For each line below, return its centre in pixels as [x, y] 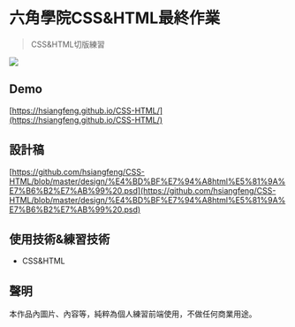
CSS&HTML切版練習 [68, 44]
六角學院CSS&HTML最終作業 [115, 18]
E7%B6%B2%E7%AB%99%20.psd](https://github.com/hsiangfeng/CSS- [143, 190]
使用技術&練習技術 [60, 239]
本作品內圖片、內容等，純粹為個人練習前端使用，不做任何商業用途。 [133, 314]
